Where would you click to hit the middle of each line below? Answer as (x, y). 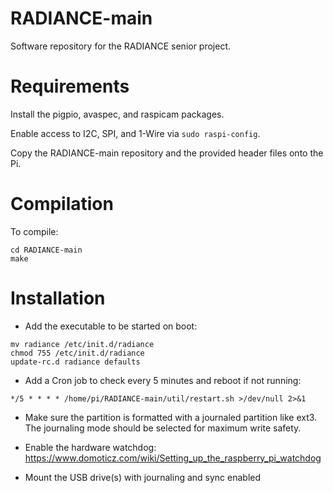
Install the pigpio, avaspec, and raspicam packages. (117, 114)
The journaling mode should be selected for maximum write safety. (163, 428)
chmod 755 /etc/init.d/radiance (77, 353)
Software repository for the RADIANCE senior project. (121, 46)
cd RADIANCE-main (46, 250)
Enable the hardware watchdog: (90, 447)
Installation (58, 298)
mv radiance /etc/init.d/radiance (82, 344)
